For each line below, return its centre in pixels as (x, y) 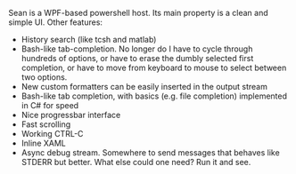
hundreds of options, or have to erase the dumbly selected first (137, 58)
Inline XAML (43, 143)
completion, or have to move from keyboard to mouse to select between (154, 67)
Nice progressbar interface (71, 115)
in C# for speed (50, 105)
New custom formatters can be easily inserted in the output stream (144, 87)
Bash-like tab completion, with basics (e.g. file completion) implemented (154, 96)
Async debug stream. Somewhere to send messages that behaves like (150, 153)
